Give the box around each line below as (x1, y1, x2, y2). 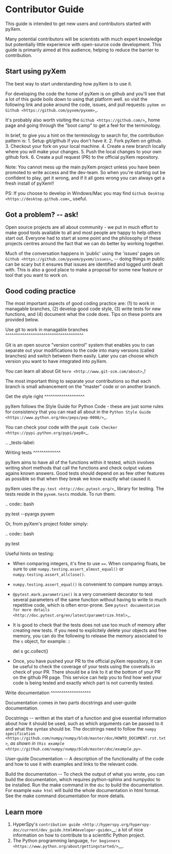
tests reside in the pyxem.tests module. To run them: (5, 491, 116, 497)
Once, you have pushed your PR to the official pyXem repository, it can (12, 658, 162, 664)
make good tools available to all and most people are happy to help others (5, 229, 161, 236)
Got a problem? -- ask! (5, 210, 78, 219)
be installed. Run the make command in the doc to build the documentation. (5, 782, 164, 788)
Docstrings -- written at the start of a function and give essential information (5, 715, 166, 721)
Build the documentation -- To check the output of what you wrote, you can (5, 771, 165, 777)
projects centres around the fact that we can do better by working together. (5, 240, 165, 246)
